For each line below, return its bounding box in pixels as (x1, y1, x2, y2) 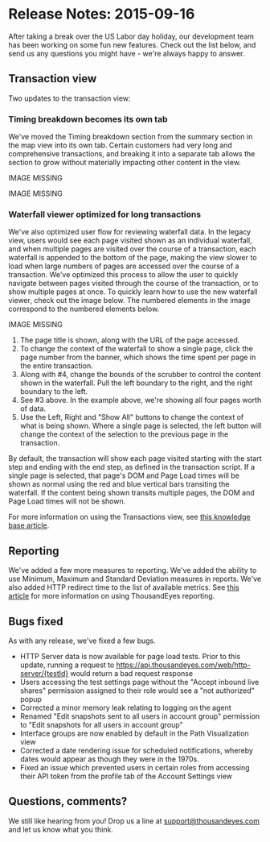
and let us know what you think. (8, 824, 114, 834)
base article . (8, 521, 50, 530)
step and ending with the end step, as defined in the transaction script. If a (8, 462, 256, 472)
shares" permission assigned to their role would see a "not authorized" (19, 686, 255, 695)
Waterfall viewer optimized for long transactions (8, 209, 202, 220)
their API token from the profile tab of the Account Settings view (19, 771, 233, 781)
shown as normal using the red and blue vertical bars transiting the (8, 479, 231, 489)
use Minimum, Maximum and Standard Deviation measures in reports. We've (8, 574, 262, 584)
